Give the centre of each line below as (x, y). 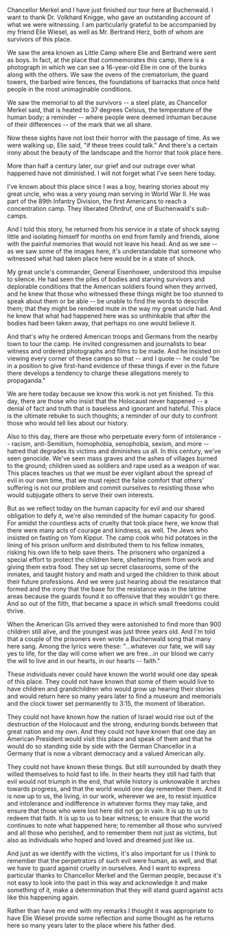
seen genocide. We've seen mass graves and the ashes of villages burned (112, 458)
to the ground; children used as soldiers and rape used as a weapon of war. (114, 466)
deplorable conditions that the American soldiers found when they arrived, (112, 286)
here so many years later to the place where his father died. (92, 925)
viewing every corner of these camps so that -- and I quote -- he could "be (113, 358)
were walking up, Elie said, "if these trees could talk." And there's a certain (113, 145)
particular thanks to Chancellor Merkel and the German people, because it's (114, 875)
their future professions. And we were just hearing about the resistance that (114, 581)
